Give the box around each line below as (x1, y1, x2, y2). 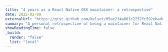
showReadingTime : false (5, 26, 55, 31)
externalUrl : (5, 16, 32, 21)
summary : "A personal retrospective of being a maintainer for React (5, 21, 153, 26)
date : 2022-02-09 (5, 12, 41, 17)
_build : (5, 30, 21, 35)
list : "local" (9, 40, 39, 45)
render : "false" (9, 35, 43, 40)
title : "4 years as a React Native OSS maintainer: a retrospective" (5, 7, 153, 12)
